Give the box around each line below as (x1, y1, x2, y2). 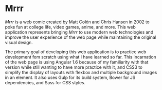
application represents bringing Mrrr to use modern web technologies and (5, 29, 154, 35)
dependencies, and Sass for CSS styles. (5, 79, 86, 85)
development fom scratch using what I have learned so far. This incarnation (5, 54, 157, 60)
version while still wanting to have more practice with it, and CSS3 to (5, 64, 143, 70)
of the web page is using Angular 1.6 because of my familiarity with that (5, 59, 148, 65)
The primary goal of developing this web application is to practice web (5, 49, 146, 55)
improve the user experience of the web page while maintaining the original (5, 34, 157, 40)
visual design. (5, 39, 33, 45)
